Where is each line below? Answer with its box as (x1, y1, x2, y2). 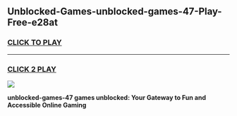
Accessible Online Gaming (7, 101, 87, 109)
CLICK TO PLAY (7, 38, 62, 48)
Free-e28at (7, 17, 59, 29)
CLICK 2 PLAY (7, 64, 56, 74)
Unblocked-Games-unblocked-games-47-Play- (7, 6, 222, 18)
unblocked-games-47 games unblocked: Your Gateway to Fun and (7, 93, 207, 101)
